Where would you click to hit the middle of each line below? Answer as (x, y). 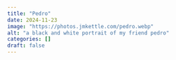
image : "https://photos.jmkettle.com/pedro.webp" (81, 26)
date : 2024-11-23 (32, 20)
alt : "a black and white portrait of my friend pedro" (88, 33)
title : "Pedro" (29, 13)
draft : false (26, 46)
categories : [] (29, 39)
